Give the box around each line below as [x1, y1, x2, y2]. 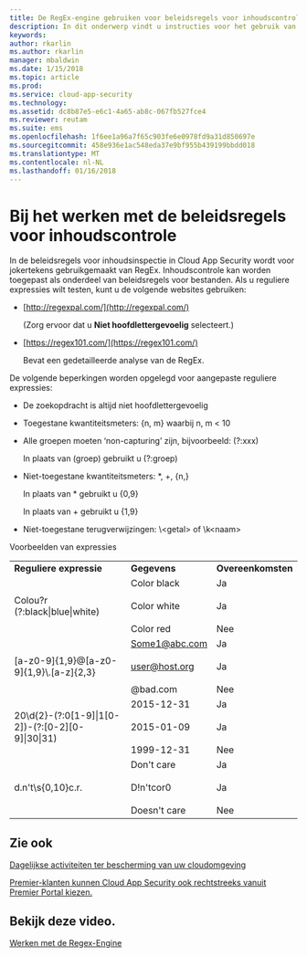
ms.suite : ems [9, 124, 64, 133]
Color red [131, 623, 172, 636]
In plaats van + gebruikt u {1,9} [22, 506, 139, 517]
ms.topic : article [9, 73, 79, 82]
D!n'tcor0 [131, 782, 172, 794]
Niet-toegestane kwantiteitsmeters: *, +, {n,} [22, 471, 189, 482]
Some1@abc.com [131, 637, 208, 650]
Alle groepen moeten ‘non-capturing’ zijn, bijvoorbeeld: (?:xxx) [22, 436, 259, 447]
